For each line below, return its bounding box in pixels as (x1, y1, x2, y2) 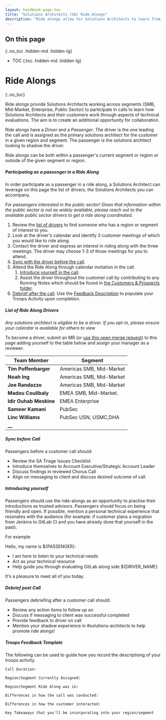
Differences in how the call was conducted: (5, 693, 99, 698)
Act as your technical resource (12, 558, 75, 564)
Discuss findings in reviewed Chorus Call (12, 468, 96, 475)
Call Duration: (5, 667, 37, 672)
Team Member (13, 357, 49, 364)
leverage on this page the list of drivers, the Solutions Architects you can (5, 187, 154, 193)
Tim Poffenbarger (7, 365, 51, 372)
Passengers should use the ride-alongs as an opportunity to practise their (5, 498, 156, 504)
